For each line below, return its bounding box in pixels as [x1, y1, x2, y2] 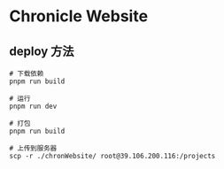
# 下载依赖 [9, 69, 44, 78]
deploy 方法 [9, 43, 74, 58]
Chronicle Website [9, 6, 149, 27]
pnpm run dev [9, 102, 58, 111]
